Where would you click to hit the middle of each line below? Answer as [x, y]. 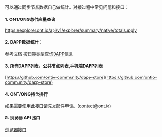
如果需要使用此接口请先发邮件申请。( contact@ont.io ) [58, 106]
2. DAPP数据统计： [24, 42]
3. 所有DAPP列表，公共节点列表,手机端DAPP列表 [54, 66]
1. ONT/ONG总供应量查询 [30, 19]
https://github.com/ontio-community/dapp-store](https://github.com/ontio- [82, 77]
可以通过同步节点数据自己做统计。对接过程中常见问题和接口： [67, 7]
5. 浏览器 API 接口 [23, 118]
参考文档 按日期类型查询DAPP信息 [39, 54]
